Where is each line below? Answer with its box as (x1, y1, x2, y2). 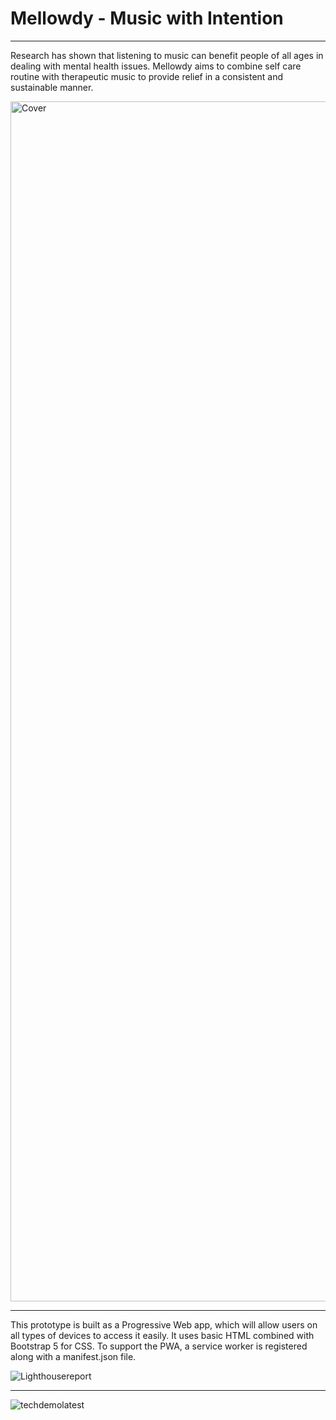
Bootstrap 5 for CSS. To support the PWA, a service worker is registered (10, 1340, 308, 1352)
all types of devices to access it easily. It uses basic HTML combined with (10, 1329, 315, 1341)
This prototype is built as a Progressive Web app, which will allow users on (10, 1318, 318, 1331)
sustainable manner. (10, 81, 94, 93)
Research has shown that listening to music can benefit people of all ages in (10, 49, 324, 61)
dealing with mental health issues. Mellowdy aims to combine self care (10, 60, 302, 72)
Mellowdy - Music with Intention (10, 7, 284, 30)
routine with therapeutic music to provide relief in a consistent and (10, 70, 284, 82)
